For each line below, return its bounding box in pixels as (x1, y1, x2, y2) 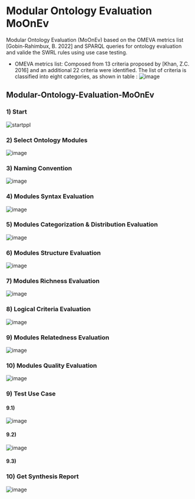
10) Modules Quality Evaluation (6, 361, 97, 370)
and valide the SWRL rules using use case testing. (6, 48, 128, 56)
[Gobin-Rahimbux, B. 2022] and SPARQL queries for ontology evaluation (6, 43, 182, 50)
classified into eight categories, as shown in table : (14, 73, 138, 80)
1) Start (6, 108, 28, 116)
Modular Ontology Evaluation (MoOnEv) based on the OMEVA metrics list (6, 36, 184, 43)
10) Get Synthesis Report (6, 472, 79, 481)
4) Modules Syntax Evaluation (6, 192, 94, 200)
